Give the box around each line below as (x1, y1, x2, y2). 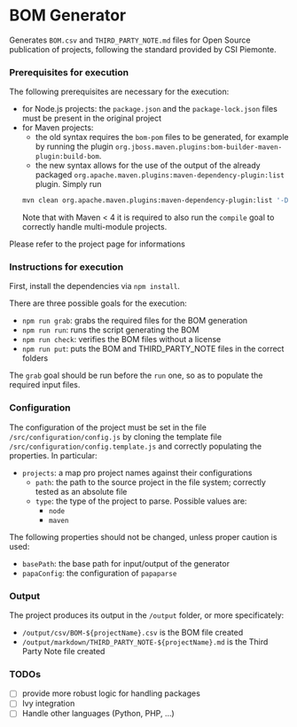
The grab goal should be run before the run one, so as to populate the (9, 370, 263, 381)
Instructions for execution (9, 261, 124, 273)
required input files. (9, 379, 81, 390)
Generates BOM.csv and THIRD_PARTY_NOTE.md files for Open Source (9, 35, 251, 45)
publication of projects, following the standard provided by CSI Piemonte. (9, 43, 277, 54)
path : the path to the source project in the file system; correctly (35, 476, 266, 488)
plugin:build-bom (35, 152, 100, 161)
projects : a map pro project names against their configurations (21, 467, 253, 478)
